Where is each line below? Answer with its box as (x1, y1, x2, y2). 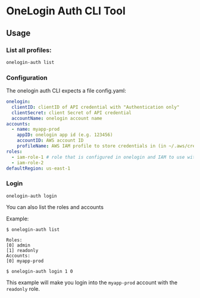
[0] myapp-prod (6, 258, 44, 264)
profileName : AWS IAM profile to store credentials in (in (17, 143, 167, 149)
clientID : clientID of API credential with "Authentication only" (11, 104, 180, 110)
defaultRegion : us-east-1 (6, 165, 70, 171)
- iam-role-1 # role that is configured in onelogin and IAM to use (11, 154, 185, 160)
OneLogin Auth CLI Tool (6, 4, 126, 18)
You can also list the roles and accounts (6, 203, 104, 210)
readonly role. (6, 285, 40, 292)
